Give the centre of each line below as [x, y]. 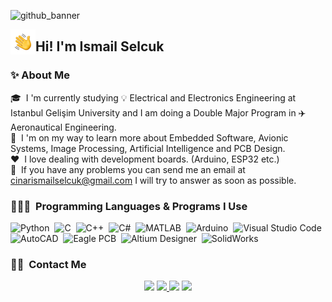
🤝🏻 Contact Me [48, 264]
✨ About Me [40, 75]
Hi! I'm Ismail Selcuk [100, 46]
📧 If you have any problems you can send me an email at [128, 169]
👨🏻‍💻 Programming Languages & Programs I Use [129, 206]
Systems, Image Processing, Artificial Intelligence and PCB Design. [148, 148]
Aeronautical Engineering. [63, 127]
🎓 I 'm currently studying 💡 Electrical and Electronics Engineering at [153, 97]
